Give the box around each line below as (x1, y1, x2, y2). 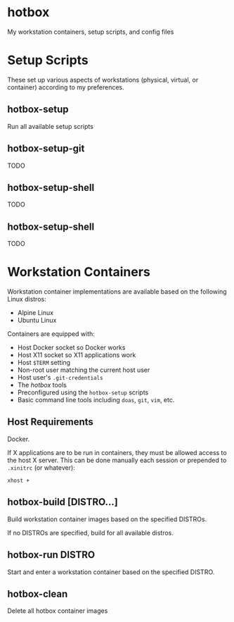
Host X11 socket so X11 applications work (17, 351, 136, 359)
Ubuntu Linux (17, 316, 57, 325)
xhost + (7, 477, 30, 484)
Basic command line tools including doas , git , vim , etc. (17, 396, 175, 404)
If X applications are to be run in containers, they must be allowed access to (7, 448, 227, 456)
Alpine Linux (17, 309, 54, 317)
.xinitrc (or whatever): (7, 463, 75, 472)
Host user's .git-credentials (17, 373, 103, 382)
